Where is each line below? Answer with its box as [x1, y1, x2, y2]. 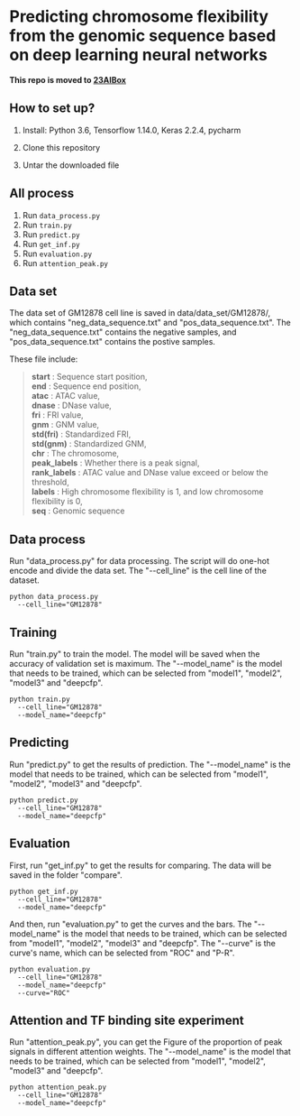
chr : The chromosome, [31, 448, 120, 459]
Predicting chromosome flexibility [9, 6, 268, 27]
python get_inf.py [9, 887, 78, 896]
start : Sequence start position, [31, 372, 148, 383]
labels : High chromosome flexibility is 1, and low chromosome [31, 486, 264, 497]
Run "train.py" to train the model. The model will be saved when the [9, 649, 260, 659]
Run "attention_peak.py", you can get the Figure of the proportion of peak [9, 1037, 283, 1047]
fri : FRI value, [31, 410, 84, 420]
